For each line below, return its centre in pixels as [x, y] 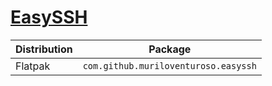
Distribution [44, 49]
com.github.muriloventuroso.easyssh [169, 65]
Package [170, 49]
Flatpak [33, 66]
